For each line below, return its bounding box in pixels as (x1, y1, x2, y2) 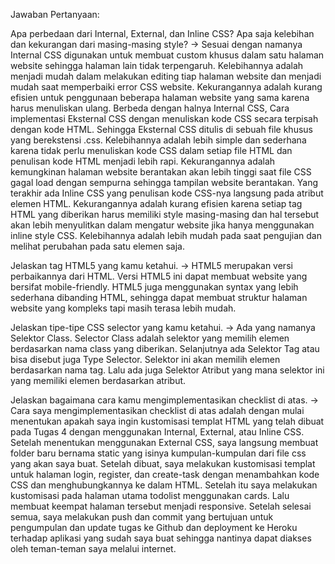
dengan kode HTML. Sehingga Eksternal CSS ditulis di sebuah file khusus (10, 124, 313, 135)
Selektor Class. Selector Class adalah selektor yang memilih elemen (10, 332, 290, 344)
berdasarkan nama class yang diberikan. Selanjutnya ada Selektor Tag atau (10, 343, 320, 354)
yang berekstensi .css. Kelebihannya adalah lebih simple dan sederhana (10, 134, 307, 146)
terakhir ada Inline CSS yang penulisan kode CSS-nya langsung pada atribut (10, 187, 324, 199)
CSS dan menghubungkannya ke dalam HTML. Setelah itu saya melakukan (10, 479, 318, 491)
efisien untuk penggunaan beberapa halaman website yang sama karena (10, 92, 310, 103)
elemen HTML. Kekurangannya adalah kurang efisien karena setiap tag (10, 198, 303, 209)
